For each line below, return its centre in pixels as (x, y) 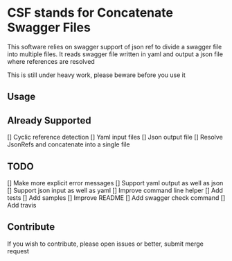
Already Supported (49, 120)
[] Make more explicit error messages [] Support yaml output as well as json (115, 183)
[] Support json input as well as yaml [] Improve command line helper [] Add (115, 190)
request (18, 251)
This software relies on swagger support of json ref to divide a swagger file (115, 47)
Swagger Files (49, 27)
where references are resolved (51, 61)
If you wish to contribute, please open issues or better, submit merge (106, 244)
